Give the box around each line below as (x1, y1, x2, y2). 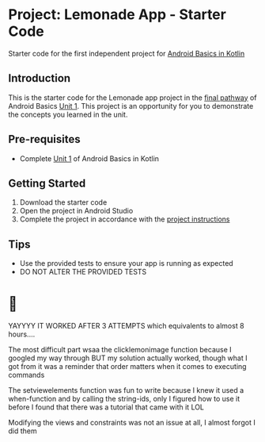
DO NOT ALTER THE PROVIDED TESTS (19, 267, 147, 277)
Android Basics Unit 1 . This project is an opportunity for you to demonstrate (8, 101, 254, 110)
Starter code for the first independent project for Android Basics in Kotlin (8, 48, 245, 58)
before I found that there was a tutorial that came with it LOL (8, 402, 204, 412)
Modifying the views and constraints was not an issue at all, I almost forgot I (8, 418, 256, 428)
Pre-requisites (8, 133, 81, 146)
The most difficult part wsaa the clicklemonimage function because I (8, 345, 232, 355)
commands (8, 371, 45, 380)
